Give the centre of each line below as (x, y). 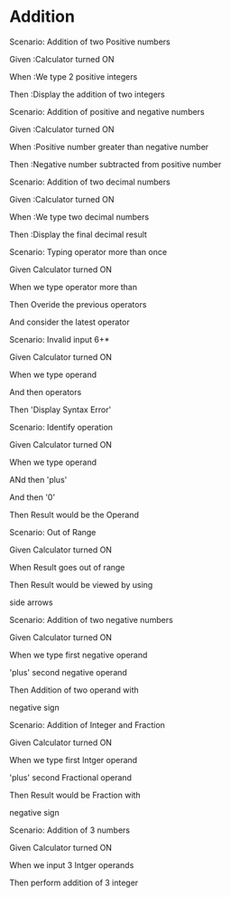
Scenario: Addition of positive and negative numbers (107, 111)
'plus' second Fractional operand (71, 777)
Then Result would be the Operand (74, 515)
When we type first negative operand (79, 655)
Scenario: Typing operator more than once (88, 251)
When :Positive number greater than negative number (109, 146)
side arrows (31, 602)
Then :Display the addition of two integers (87, 94)
